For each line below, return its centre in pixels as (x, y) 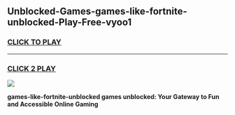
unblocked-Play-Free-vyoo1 (70, 23)
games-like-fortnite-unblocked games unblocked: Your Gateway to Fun (113, 96)
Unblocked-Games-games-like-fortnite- (97, 11)
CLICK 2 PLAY (31, 68)
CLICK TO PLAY (34, 43)
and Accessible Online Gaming (53, 104)
